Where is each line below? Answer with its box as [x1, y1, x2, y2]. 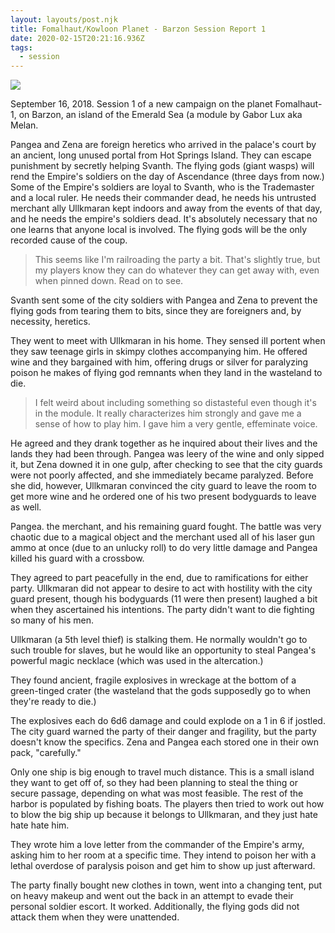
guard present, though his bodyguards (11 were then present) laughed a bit [10, 593, 318, 605]
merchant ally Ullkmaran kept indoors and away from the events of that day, [10, 202, 323, 215]
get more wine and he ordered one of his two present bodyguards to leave [10, 491, 317, 503]
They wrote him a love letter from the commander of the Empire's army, [10, 839, 305, 851]
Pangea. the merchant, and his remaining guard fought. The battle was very [10, 521, 322, 533]
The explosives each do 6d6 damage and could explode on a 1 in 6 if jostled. [10, 715, 326, 727]
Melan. [10, 119, 39, 131]
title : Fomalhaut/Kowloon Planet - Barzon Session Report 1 [10, 24, 267, 34]
